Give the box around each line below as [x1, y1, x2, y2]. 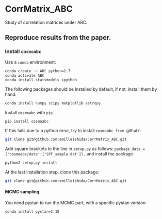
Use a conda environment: [5, 59, 56, 65]
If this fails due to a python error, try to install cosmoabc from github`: [5, 128, 142, 134]
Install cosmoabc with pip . [5, 110, 54, 116]
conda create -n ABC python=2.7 [5, 68, 70, 73]
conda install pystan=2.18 [5, 209, 60, 214]
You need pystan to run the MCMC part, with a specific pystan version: [5, 200, 147, 205]
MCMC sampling [5, 189, 40, 195]
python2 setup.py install [5, 160, 57, 165]
